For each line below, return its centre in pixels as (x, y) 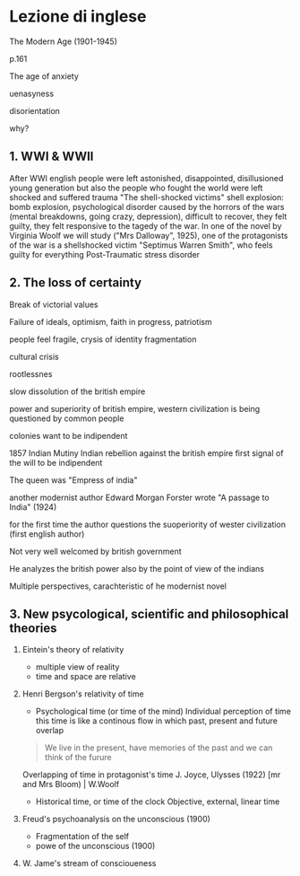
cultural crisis (34, 356)
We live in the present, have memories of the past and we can (159, 748)
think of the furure (78, 758)
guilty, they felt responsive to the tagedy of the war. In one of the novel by (146, 225)
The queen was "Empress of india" (73, 480)
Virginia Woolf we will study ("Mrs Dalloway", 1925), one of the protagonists (149, 235)
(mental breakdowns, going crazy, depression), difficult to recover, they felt (148, 216)
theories (33, 628)
